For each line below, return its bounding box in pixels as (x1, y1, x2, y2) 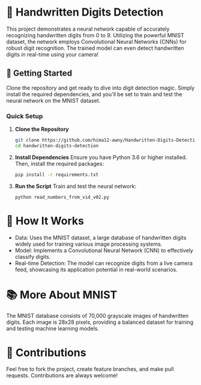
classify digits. (14, 253, 51, 260)
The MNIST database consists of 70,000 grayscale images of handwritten (6, 312, 189, 319)
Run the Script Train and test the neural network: (14, 183, 137, 190)
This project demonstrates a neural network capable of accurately (6, 25, 170, 32)
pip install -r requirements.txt (14, 171, 99, 178)
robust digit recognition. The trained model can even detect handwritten (6, 44, 184, 52)
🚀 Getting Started (6, 68, 73, 79)
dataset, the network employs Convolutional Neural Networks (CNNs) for (6, 38, 187, 45)
